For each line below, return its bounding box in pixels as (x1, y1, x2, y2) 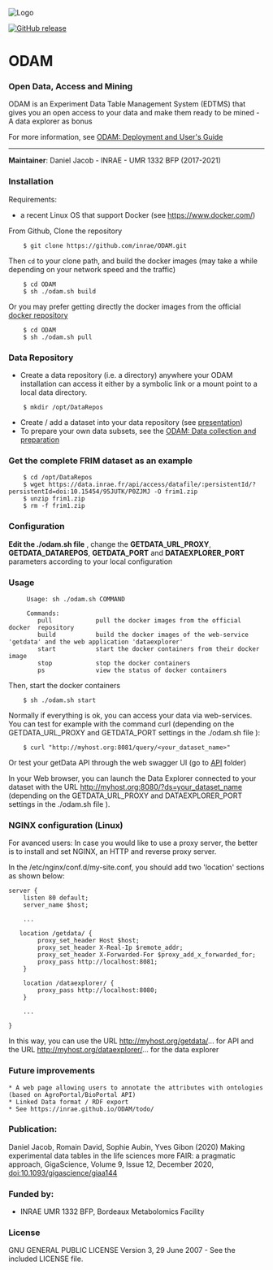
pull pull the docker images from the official (37, 616, 242, 625)
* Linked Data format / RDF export (8, 1098, 129, 1106)
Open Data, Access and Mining (8, 81, 133, 93)
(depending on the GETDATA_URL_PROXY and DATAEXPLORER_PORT (8, 791, 243, 800)
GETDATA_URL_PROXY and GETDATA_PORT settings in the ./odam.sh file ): (8, 727, 261, 737)
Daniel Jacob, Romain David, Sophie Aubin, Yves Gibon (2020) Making (8, 1142, 245, 1151)
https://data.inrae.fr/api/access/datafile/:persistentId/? (48, 480, 256, 489)
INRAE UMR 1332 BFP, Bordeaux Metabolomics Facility (19, 1207, 205, 1216)
